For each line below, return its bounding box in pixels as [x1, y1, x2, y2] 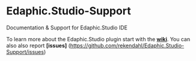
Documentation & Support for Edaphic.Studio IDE [6, 24, 128, 31]
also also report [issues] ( [6, 42, 71, 49]
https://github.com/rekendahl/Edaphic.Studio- [70, 42, 185, 49]
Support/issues [6, 48, 44, 55]
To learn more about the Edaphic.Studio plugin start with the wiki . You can [6, 35, 191, 42]
